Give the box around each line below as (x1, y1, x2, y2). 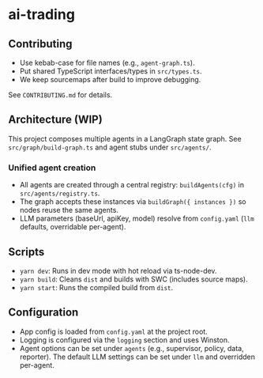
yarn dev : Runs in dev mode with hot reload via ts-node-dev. (19, 266, 217, 275)
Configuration (8, 306, 79, 319)
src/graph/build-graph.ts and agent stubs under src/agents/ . (8, 142, 212, 152)
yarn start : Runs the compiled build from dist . (19, 282, 174, 292)
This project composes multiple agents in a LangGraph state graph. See (8, 134, 242, 143)
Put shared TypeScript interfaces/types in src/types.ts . (19, 66, 202, 76)
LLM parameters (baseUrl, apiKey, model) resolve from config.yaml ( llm (19, 214, 254, 223)
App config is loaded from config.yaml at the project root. (19, 327, 208, 336)
